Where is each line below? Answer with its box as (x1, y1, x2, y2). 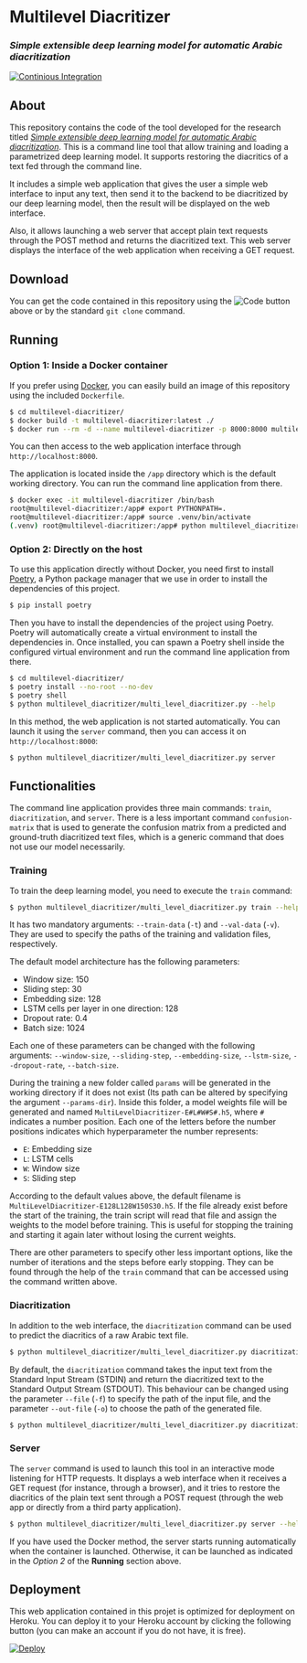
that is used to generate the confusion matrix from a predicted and (36, 822, 287, 833)
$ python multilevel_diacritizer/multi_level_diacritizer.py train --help (9, 902, 301, 911)
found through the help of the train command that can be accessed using (9, 1266, 290, 1277)
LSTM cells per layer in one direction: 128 (22, 1003, 179, 1014)
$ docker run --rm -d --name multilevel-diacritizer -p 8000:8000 (9, 424, 268, 433)
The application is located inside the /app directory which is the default (9, 468, 277, 479)
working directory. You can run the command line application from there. (9, 478, 283, 489)
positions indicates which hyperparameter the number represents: (9, 1126, 259, 1137)
